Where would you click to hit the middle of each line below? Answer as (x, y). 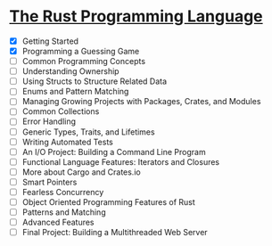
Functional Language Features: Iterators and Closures (121, 161)
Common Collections (61, 111)
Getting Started (50, 41)
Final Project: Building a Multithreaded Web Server (115, 233)
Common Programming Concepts (83, 61)
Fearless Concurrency (63, 192)
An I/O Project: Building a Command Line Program (114, 152)
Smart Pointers (49, 182)
